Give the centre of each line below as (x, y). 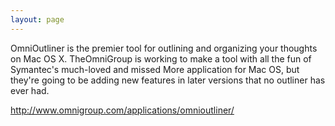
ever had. (30, 90)
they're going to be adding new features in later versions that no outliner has (168, 80)
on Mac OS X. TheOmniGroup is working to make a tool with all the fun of (161, 58)
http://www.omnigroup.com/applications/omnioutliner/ (122, 110)
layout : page (37, 19)
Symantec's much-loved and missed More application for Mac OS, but (155, 69)
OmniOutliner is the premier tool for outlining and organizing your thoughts (164, 48)
